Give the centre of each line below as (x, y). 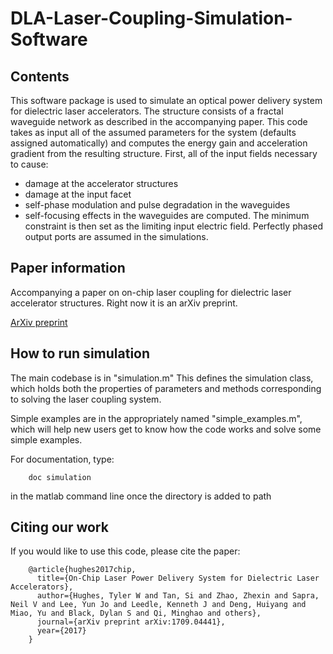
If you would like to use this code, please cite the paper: (125, 551)
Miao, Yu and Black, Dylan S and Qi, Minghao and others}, (136, 613)
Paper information (68, 268)
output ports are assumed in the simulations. (116, 236)
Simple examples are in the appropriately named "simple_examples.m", (156, 418)
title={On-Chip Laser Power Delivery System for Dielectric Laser (178, 578)
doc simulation (60, 477)
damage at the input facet (78, 194)
